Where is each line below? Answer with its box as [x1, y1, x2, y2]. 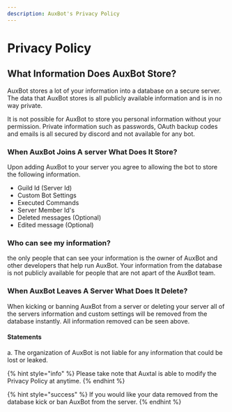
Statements [7, 333, 42, 342]
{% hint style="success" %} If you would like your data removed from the [7, 390, 218, 398]
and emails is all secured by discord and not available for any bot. [7, 130, 195, 138]
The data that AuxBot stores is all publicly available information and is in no [7, 93, 223, 102]
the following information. [7, 170, 81, 178]
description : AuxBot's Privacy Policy [7, 10, 120, 17]
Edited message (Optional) [17, 220, 94, 229]
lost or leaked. [7, 356, 48, 364]
